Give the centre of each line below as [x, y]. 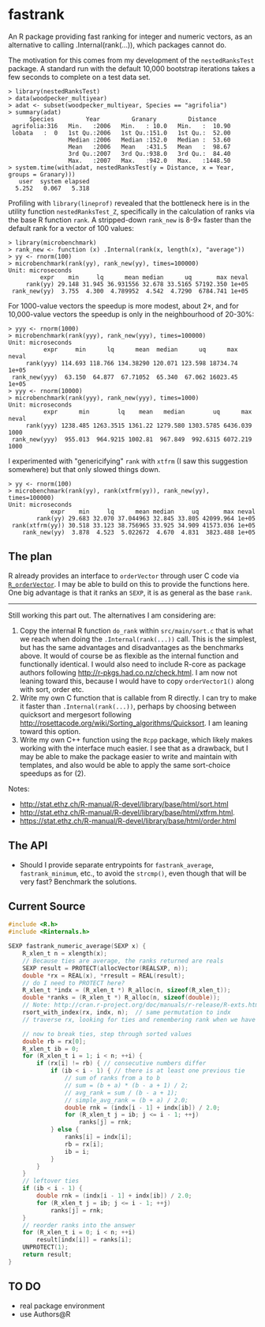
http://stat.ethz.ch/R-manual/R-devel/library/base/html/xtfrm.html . [127, 812]
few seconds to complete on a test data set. [80, 77]
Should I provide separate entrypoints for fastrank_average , [117, 864]
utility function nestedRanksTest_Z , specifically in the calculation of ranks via [131, 211]
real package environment [62, 1306]
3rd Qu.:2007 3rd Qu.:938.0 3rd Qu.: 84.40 [149, 153]
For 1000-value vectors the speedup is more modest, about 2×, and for [123, 305]
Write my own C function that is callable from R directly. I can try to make [138, 698]
